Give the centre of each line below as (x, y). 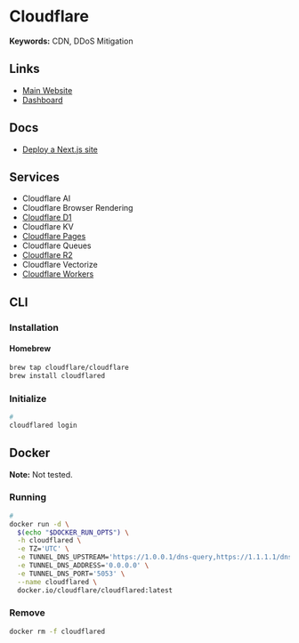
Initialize (28, 398)
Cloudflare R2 (47, 255)
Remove (28, 613)
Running (28, 497)
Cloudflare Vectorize (60, 265)
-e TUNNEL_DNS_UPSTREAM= (63, 558)
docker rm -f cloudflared (57, 631)
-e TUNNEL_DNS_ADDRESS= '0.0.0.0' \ (83, 566)
